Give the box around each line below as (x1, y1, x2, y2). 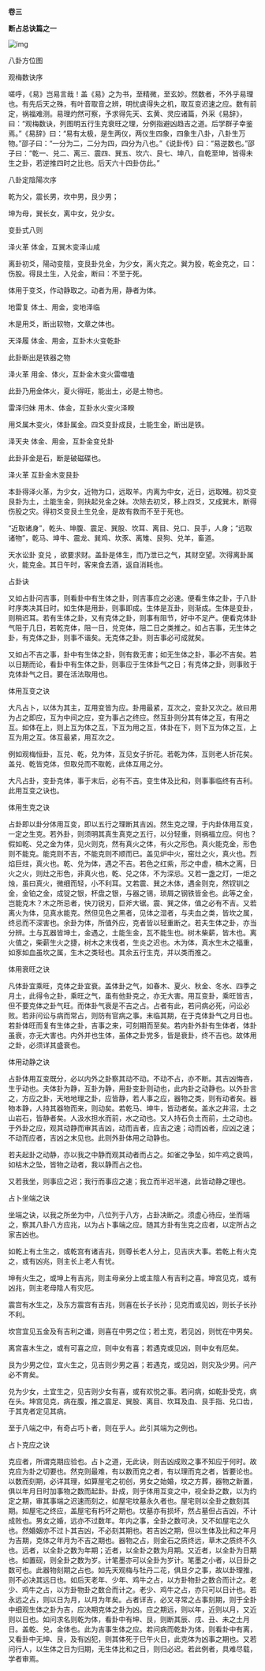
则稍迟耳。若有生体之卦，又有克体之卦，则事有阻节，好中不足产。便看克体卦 (8, 613, 257, 622)
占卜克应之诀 (8, 1440, 50, 1449)
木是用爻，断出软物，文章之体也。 (8, 319, 119, 328)
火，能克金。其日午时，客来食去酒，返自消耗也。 (8, 560, 167, 569)
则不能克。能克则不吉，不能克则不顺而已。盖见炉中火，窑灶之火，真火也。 (8, 849, 250, 858)
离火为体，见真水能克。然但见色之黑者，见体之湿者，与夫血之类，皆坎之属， (8, 909, 257, 917)
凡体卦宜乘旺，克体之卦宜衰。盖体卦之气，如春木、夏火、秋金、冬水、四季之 (8, 981, 257, 991)
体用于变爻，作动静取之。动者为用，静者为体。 (8, 286, 160, 294)
